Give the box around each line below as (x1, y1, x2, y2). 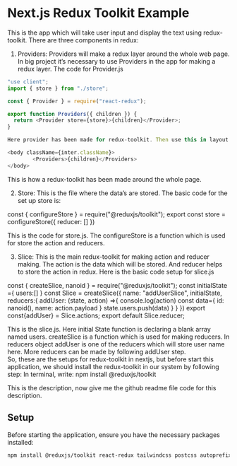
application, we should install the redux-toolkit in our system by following (7, 362, 220, 371)
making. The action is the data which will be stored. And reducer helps (17, 260, 223, 268)
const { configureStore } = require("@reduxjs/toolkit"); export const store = (7, 210, 226, 219)
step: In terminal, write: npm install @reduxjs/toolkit (7, 370, 157, 378)
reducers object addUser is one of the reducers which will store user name (7, 339, 225, 348)
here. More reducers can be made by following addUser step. (7, 347, 186, 356)
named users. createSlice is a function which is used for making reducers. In (7, 332, 230, 341)
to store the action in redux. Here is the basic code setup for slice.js (17, 267, 214, 276)
